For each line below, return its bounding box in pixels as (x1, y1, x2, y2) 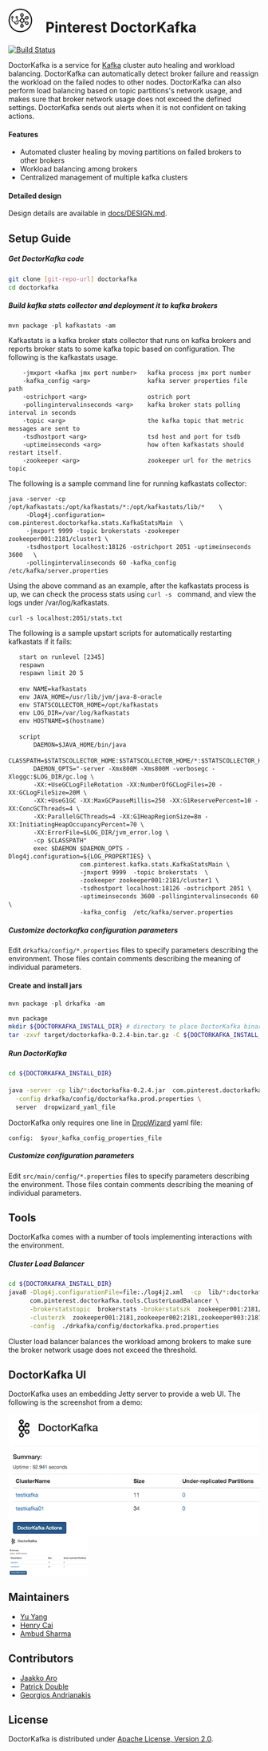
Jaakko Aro (19, 1673, 57, 1682)
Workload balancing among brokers (19, 164, 138, 174)
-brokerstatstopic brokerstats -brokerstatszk (29, 1305, 191, 1313)
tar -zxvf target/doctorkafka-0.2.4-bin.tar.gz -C (8, 1031, 180, 1039)
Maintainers (8, 1591, 70, 1604)
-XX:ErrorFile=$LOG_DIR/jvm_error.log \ (33, 829, 170, 837)
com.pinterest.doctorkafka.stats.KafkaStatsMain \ (8, 519, 183, 527)
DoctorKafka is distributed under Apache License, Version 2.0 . (8, 1734, 214, 1744)
